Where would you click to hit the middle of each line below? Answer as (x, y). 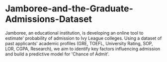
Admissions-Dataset (49, 19)
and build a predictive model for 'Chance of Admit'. (57, 54)
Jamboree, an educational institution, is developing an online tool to (74, 33)
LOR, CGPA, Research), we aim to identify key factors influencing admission (83, 49)
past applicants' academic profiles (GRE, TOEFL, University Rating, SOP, (79, 43)
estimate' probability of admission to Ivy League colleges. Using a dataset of (83, 38)
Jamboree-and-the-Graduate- (69, 9)
